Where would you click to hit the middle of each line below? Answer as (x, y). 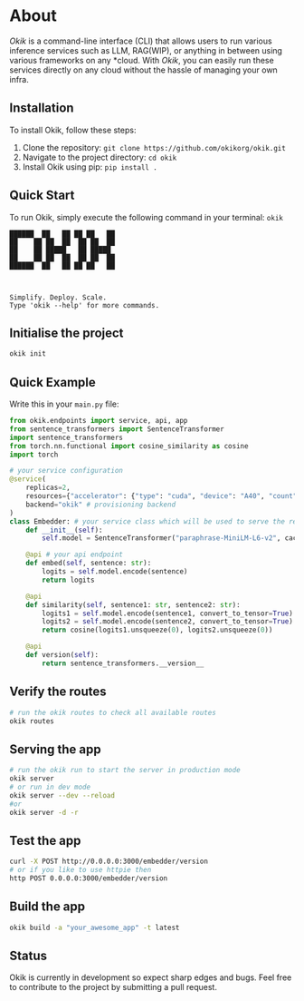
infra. (19, 79)
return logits (68, 580)
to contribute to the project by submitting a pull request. (113, 987)
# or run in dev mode (50, 787)
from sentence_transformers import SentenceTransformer (117, 429)
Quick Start (42, 196)
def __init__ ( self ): (64, 530)
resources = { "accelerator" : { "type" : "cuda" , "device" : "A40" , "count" (161, 496)
